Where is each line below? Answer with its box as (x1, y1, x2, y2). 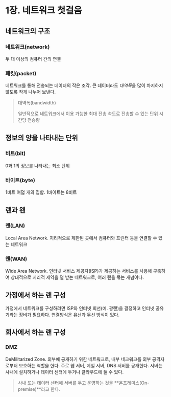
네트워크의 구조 (5, 27, 51, 35)
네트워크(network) (5, 43, 50, 50)
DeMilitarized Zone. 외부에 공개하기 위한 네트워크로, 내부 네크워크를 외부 (5, 356, 152, 362)
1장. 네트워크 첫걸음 (5, 5, 82, 16)
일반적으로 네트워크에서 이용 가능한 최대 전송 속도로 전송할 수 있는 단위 (17, 111, 158, 117)
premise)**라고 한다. (17, 386, 60, 392)
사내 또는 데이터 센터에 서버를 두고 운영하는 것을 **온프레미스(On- (17, 380, 150, 386)
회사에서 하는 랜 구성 (5, 328, 66, 337)
